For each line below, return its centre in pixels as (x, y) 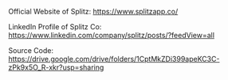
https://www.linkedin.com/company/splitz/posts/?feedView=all (112, 35)
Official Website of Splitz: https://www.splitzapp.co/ (93, 11)
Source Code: (31, 50)
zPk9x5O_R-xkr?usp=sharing (56, 67)
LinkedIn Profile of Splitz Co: (55, 27)
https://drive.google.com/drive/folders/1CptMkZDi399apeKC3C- (114, 59)
